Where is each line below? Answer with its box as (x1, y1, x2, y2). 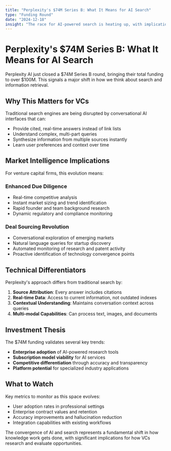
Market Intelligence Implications (5, 156, 110, 165)
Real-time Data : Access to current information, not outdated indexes (12, 295, 157, 301)
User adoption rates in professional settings (12, 403, 104, 409)
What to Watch (5, 380, 53, 388)
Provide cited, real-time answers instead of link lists (12, 126, 121, 131)
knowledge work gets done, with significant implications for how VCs (5, 435, 150, 441)
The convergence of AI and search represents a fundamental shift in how (5, 429, 159, 435)
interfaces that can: (5, 116, 46, 122)
